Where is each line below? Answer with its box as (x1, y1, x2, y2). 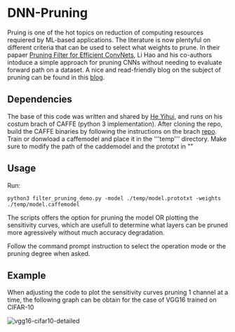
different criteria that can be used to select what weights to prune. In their (7, 43, 220, 51)
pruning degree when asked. (7, 249, 90, 257)
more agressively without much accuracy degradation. (7, 228, 165, 236)
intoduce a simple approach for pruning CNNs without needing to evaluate (7, 58, 222, 66)
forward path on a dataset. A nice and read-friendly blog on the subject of (7, 65, 222, 74)
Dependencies (7, 94, 72, 106)
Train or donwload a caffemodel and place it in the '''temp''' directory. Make (7, 134, 227, 143)
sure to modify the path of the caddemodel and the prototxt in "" (7, 142, 194, 151)
